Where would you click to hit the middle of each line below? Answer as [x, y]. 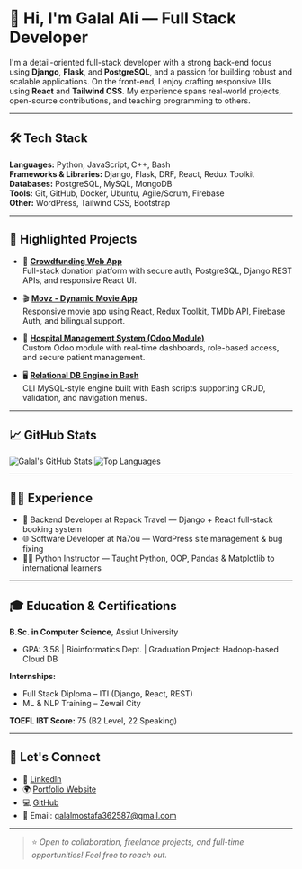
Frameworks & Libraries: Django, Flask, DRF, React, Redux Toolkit [132, 173]
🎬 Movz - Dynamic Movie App [80, 298]
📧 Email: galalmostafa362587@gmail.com [99, 815]
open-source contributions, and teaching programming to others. [130, 100]
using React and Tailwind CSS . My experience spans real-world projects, [145, 91]
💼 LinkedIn [42, 779]
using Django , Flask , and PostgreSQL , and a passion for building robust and [151, 72]
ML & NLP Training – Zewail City [81, 703]
